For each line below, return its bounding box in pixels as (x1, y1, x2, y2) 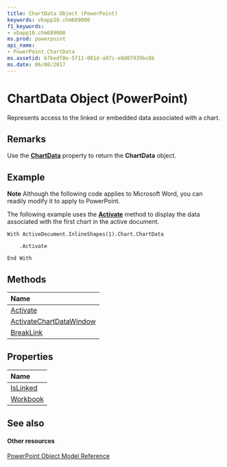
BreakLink (10, 328, 43, 337)
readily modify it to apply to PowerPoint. (7, 197, 121, 205)
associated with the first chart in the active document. (7, 218, 160, 226)
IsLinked (10, 383, 38, 392)
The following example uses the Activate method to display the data (7, 210, 200, 218)
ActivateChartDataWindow (10, 317, 96, 326)
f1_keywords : (7, 23, 45, 30)
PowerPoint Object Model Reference (7, 452, 110, 460)
